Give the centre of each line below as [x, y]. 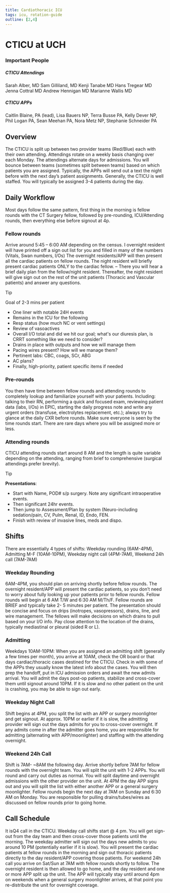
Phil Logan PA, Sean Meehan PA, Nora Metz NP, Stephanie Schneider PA [81, 121]
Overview [21, 137]
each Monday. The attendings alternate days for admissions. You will [77, 160]
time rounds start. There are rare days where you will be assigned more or [83, 423]
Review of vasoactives [36, 328]
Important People [27, 61]
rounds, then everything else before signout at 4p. [58, 221]
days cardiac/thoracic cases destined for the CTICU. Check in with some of [84, 662]
